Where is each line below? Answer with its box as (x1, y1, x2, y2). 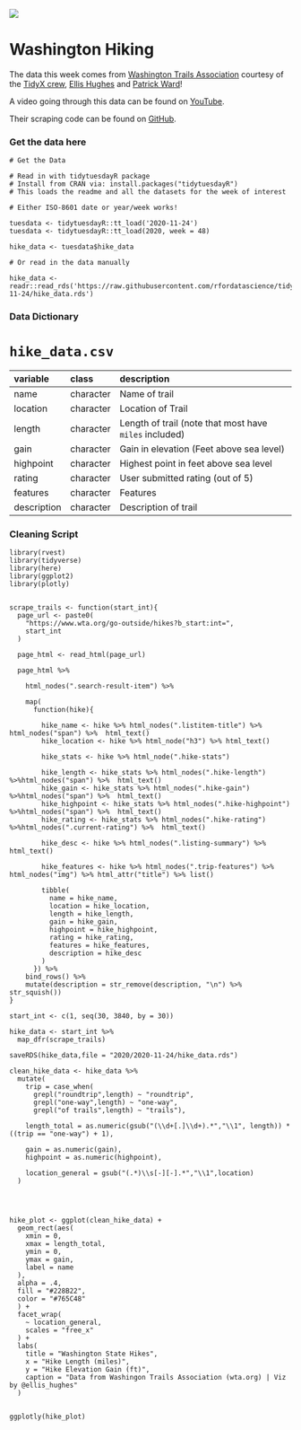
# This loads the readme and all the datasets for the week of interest (9, 188, 287, 197)
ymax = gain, (25, 1255, 74, 1265)
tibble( (41, 886, 70, 895)
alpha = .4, (17, 1279, 63, 1288)
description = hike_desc (48, 949, 142, 958)
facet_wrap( (17, 1311, 63, 1320)
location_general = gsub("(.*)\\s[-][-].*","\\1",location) (25, 1169, 254, 1178)
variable (13, 373, 49, 385)
